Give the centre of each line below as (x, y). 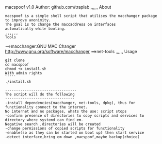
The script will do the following (40, 94)
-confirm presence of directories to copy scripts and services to (75, 116)
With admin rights (24, 73)
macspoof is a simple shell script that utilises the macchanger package (81, 16)
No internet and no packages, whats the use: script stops (66, 111)
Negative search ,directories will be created (53, 124)
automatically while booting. (36, 29)
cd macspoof (17, 65)
